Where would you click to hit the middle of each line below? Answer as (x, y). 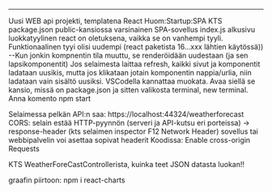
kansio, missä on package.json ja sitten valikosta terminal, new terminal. (128, 90)
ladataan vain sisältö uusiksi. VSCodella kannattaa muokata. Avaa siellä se (132, 81)
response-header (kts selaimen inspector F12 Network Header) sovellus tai (134, 131)
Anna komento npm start (50, 99)
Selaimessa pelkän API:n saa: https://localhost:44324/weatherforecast (126, 114)
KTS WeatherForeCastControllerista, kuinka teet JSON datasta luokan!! (127, 164)
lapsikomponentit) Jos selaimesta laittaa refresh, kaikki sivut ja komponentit (134, 64)
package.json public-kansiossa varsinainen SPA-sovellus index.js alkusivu (132, 30)
